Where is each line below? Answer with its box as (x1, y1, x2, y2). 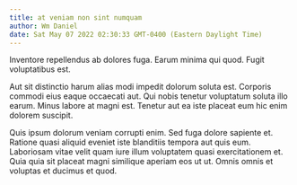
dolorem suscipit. (9, 110, 74, 121)
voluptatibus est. (9, 64, 72, 75)
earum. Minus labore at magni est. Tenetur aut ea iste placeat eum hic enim (9, 101, 288, 111)
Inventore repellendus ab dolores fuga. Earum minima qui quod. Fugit (9, 55, 265, 66)
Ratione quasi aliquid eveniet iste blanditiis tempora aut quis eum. (9, 137, 251, 148)
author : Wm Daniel (9, 22, 78, 31)
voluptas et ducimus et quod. (9, 165, 118, 176)
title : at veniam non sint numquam (9, 13, 143, 22)
